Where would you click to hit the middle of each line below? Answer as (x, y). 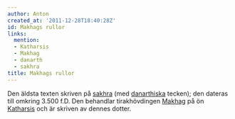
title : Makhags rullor (41, 73)
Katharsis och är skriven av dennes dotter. (69, 108)
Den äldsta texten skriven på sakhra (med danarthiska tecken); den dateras (118, 93)
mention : (27, 40)
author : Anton (28, 14)
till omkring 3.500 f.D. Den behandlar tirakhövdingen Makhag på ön (106, 101)
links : (17, 34)
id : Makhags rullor (36, 27)
